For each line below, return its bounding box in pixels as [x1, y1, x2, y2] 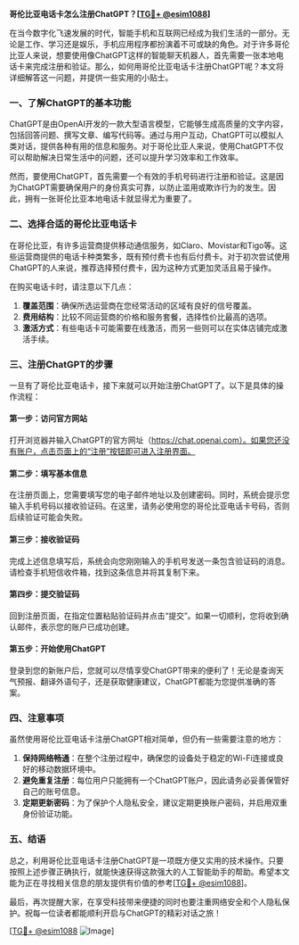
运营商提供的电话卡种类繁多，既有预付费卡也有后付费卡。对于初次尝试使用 [16, 251, 290, 261]
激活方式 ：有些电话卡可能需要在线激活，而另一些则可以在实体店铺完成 [21, 322, 280, 333]
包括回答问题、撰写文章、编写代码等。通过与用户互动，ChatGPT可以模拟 [9, 129, 277, 141]
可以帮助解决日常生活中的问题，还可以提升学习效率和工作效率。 [9, 152, 243, 163]
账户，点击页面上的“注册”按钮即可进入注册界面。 [16, 446, 196, 457]
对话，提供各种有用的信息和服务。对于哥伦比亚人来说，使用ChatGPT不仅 [16, 141, 285, 152]
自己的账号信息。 [21, 786, 85, 797]
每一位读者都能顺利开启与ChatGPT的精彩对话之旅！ [32, 908, 222, 918]
